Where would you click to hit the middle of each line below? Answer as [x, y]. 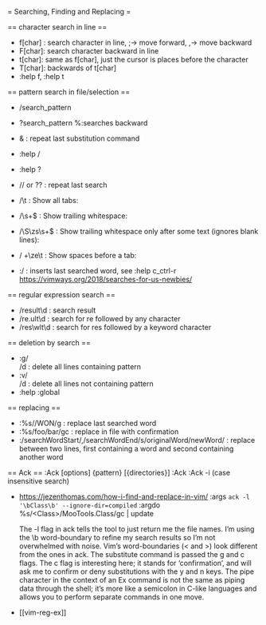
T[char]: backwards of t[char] [68, 68]
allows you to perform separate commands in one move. [111, 597]
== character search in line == [57, 27]
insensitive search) [38, 481]
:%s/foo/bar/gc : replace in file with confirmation [99, 432]
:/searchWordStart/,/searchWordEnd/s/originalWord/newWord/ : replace [137, 440]
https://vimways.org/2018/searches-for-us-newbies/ [106, 279]
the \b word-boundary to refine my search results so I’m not [117, 537]
